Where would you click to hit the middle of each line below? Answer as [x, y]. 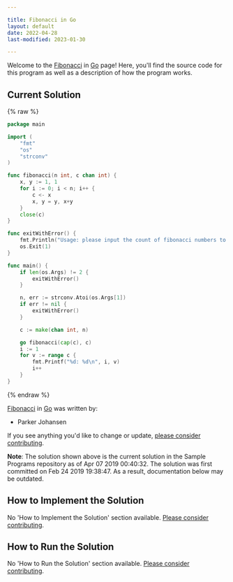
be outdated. [25, 479]
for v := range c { [48, 356]
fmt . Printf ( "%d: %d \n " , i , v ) [76, 362]
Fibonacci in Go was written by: [52, 408]
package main [26, 124]
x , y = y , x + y [53, 201]
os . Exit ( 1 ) [36, 247]
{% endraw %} [29, 395]
